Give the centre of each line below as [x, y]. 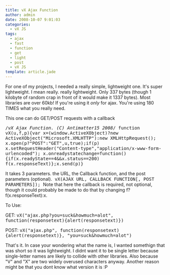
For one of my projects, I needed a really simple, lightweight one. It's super [84, 87]
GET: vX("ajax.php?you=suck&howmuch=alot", [59, 215]
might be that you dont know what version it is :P [57, 267]
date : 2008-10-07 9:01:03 [33, 19]
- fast [17, 44]
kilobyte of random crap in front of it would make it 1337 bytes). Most [78, 97]
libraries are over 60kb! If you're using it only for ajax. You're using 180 [80, 103]
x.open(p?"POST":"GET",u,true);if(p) [53, 143]
